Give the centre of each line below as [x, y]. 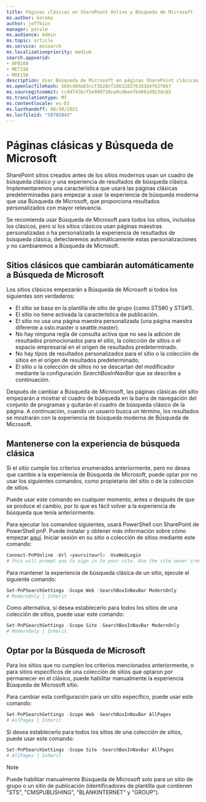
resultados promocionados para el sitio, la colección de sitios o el [98, 341]
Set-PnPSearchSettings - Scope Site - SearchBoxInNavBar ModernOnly [93, 626]
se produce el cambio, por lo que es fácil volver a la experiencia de [91, 506]
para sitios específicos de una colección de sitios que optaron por [90, 672]
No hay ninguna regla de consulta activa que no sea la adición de [98, 334]
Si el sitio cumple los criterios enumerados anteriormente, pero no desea [98, 468]
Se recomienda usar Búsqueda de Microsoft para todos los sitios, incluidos [101, 220]
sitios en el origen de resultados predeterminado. [77, 360]
